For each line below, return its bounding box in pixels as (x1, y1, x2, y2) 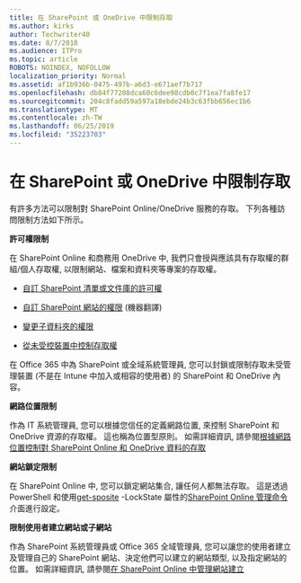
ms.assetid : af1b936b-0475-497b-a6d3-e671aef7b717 (9, 80, 203, 89)
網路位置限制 (9, 401, 57, 411)
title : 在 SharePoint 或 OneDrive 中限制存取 (9, 13, 173, 22)
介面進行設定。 (9, 502, 65, 513)
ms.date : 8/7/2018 (9, 38, 78, 48)
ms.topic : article (9, 55, 78, 64)
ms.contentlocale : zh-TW (9, 113, 102, 122)
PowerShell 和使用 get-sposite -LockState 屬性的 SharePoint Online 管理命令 (9, 491, 288, 502)
